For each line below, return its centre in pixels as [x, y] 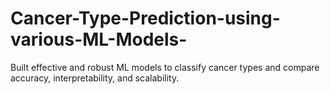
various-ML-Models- [99, 39]
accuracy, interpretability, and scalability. [95, 78]
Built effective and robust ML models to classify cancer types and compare [165, 67]
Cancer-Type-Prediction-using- [145, 18]
